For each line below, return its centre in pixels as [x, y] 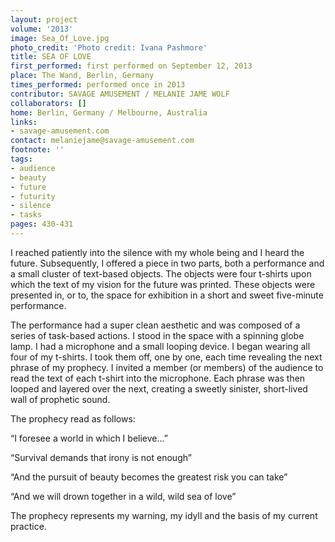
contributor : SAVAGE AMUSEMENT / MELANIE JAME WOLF [120, 94]
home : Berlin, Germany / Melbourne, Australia [109, 112]
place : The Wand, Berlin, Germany [82, 76]
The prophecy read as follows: [73, 418]
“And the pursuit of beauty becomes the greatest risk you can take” [149, 477]
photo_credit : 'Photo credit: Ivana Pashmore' [109, 47]
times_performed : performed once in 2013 [98, 85]
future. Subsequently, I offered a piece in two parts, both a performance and [167, 263]
